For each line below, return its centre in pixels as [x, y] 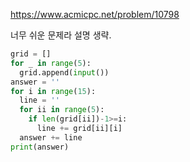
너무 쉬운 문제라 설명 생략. [61, 35]
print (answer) [40, 147]
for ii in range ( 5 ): [62, 110]
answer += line [51, 137]
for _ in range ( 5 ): [51, 63]
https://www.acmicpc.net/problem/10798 [95, 14]
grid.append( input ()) [64, 72]
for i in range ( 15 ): [53, 91]
